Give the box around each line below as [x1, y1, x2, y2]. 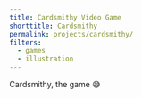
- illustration [17, 54, 74, 63]
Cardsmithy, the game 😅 [9, 79, 101, 89]
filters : [9, 37, 42, 47]
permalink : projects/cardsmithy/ [9, 29, 134, 38]
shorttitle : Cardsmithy [9, 21, 98, 30]
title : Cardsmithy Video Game [9, 12, 122, 22]
